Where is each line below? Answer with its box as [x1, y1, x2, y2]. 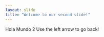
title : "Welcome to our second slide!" [5, 12, 91, 17]
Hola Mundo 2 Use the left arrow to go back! [5, 26, 99, 32]
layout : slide [5, 7, 36, 13]
